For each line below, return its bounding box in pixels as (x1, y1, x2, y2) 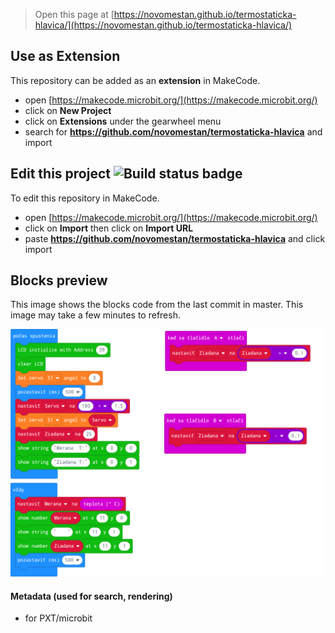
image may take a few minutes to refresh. (10, 309, 181, 321)
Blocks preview (10, 272, 108, 289)
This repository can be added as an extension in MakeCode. (10, 74, 261, 86)
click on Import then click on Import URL (24, 222, 194, 234)
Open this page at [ (34, 9, 115, 20)
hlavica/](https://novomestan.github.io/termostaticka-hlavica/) (34, 19, 293, 31)
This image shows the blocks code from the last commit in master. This (10, 299, 304, 311)
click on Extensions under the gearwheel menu (24, 115, 222, 127)
